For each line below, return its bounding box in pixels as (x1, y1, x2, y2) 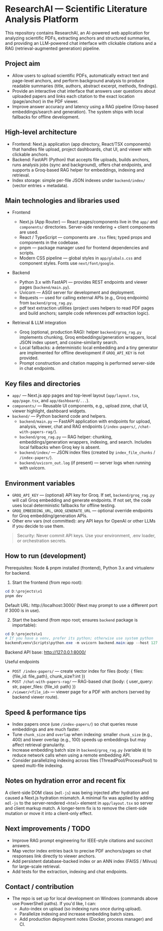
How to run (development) (5, 552, 87, 560)
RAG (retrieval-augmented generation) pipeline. (5, 45, 101, 51)
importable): (12, 622, 37, 628)
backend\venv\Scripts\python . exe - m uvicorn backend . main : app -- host (5, 640, 149, 645)
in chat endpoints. (19, 366, 56, 371)
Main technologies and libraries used (5, 196, 120, 205)
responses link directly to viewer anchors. (12, 853, 96, 859)
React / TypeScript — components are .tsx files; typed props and (19, 234, 151, 240)
